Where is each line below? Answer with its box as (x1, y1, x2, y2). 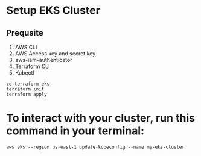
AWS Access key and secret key (14, 50, 96, 57)
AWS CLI (14, 43, 37, 51)
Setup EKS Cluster (6, 4, 101, 17)
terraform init (6, 86, 45, 92)
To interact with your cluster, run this (6, 111, 195, 125)
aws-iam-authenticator (14, 57, 72, 63)
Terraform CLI (14, 63, 50, 70)
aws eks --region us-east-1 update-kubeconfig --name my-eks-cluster (6, 144, 185, 150)
